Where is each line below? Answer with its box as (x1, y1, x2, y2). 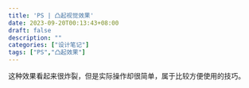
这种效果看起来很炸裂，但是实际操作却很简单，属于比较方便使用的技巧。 (8, 71, 245, 80)
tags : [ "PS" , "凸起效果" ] (8, 48, 86, 56)
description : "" (8, 33, 62, 42)
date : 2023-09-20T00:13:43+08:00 (8, 19, 119, 27)
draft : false (8, 26, 52, 34)
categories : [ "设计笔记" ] (8, 41, 90, 49)
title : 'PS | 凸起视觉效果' (8, 11, 94, 20)
